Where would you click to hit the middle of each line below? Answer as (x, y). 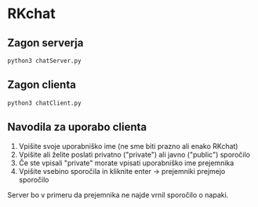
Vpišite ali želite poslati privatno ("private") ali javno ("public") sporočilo (134, 154)
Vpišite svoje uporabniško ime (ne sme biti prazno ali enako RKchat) (128, 146)
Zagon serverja (45, 43)
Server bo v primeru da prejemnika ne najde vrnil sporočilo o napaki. (118, 194)
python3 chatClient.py (44, 103)
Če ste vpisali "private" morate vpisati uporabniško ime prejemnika (126, 163)
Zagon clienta (42, 85)
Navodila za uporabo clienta (77, 127)
